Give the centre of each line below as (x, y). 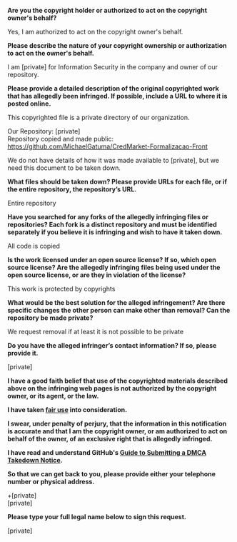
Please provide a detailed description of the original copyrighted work (113, 88)
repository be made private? (50, 318)
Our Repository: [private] (44, 131)
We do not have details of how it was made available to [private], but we (114, 160)
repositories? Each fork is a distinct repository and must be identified (112, 225)
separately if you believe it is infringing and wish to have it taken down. (115, 232)
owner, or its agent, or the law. (53, 396)
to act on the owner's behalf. (51, 53)
